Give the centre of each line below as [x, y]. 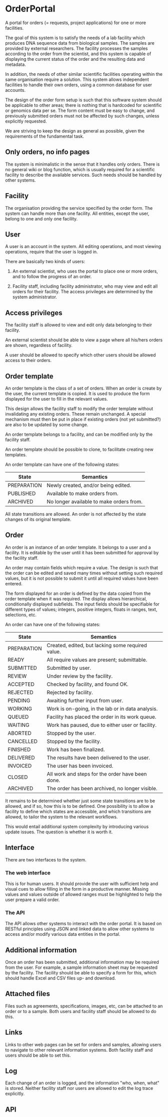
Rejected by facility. [70, 692]
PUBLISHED [22, 493]
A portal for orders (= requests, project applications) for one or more [76, 23]
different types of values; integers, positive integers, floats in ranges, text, [81, 609]
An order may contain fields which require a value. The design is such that [82, 567]
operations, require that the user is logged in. [52, 252]
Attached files [27, 994]
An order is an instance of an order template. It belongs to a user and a [78, 547]
